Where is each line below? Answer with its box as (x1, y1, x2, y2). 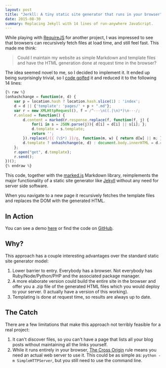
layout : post (5, 7, 32, 12)
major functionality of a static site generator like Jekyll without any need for (5, 178, 159, 184)
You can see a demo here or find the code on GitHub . (5, 225, 114, 231)
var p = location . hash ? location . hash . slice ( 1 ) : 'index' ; (14, 99, 140, 104)
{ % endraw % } (5, 163, 32, 168)
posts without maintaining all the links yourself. (12, 341, 108, 347)
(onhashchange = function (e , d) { (5, 95, 77, 100)
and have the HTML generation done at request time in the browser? (17, 60, 157, 66)
